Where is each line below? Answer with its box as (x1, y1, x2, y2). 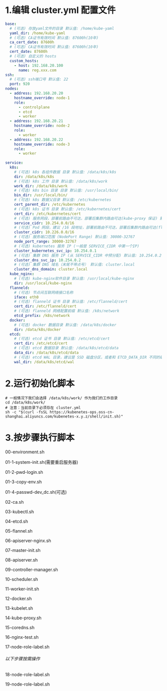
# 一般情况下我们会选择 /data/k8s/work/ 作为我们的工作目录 (5, 396, 118, 401)
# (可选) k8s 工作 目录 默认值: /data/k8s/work (14, 179, 108, 184)
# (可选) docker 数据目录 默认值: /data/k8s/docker (14, 322, 117, 327)
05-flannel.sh (5, 528, 33, 534)
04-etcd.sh (5, 518, 28, 524)
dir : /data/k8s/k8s (14, 174, 55, 179)
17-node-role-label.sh (5, 644, 50, 650)
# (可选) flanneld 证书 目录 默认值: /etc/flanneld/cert (14, 299, 128, 304)
